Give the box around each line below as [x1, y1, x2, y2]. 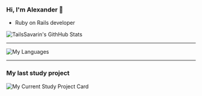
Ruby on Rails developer [14, 19, 75, 27]
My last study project [6, 69, 70, 77]
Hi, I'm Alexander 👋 [6, 5, 63, 14]
